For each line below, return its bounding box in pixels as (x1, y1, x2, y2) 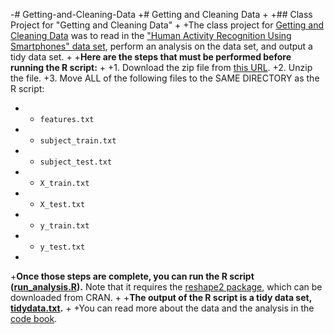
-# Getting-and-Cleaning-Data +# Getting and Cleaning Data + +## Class (10, 9, 313, 20)
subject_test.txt (39, 157, 113, 167)
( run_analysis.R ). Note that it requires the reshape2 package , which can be (10, 281, 323, 293)
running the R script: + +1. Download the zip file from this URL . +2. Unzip (10, 62, 313, 73)
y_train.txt (39, 221, 90, 231)
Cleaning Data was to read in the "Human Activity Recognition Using (10, 30, 292, 41)
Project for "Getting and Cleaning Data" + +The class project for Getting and (10, 19, 325, 31)
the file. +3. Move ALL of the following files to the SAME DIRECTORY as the (10, 72, 320, 84)
